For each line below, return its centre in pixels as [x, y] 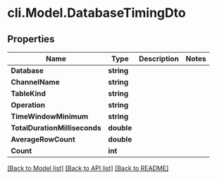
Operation [28, 105]
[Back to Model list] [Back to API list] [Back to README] [88, 168]
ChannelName [35, 82]
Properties [31, 39]
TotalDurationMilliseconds [56, 128]
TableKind [28, 93]
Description [159, 59]
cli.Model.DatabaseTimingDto [97, 13]
